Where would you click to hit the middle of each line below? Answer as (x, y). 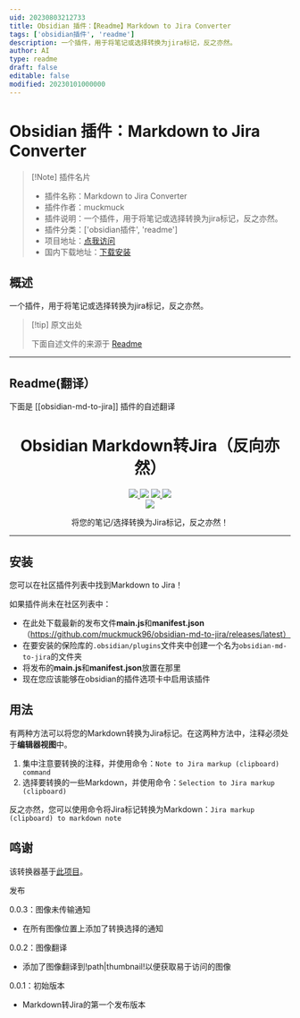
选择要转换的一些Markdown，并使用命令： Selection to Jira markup (148, 782)
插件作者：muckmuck (84, 207)
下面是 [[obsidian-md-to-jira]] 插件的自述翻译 (92, 406)
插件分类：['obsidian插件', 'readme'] (111, 229)
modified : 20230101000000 (57, 84)
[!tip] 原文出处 (57, 325)
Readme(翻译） (53, 383)
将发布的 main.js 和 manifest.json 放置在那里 (101, 667)
